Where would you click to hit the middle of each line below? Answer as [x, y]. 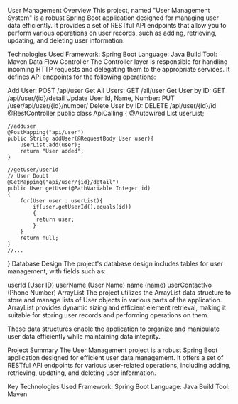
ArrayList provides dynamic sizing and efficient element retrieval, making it [117, 307]
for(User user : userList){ [61, 201]
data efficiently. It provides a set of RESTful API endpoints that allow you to [117, 25]
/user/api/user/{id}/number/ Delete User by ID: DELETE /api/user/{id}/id [112, 105]
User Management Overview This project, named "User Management [109, 10]
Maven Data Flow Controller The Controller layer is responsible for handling [118, 62]
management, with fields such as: [57, 271]
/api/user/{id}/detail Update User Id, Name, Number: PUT [91, 98]
